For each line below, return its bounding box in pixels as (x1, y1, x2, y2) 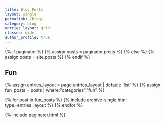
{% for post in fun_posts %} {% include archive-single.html (5, 97, 127, 103)
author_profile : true (5, 35, 50, 40)
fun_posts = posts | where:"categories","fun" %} (5, 87, 105, 93)
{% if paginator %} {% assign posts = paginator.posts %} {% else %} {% (5, 48, 155, 55)
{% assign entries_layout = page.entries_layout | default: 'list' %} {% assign (5, 82, 161, 88)
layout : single (5, 12, 37, 17)
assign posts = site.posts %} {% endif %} (5, 54, 91, 60)
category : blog (5, 21, 37, 26)
